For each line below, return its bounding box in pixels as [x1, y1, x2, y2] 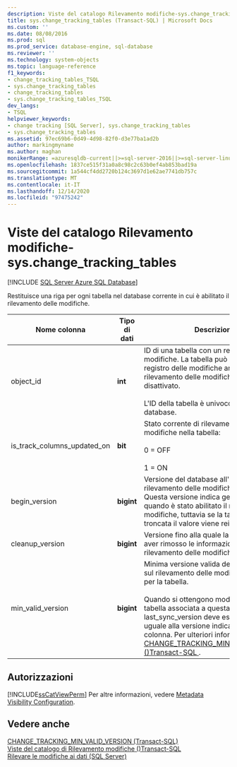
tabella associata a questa [143, 603, 231, 613]
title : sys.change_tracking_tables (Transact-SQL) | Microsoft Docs [7, 17, 213, 24]
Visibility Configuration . [7, 697, 75, 706]
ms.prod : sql [7, 37, 46, 44]
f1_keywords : [7, 69, 46, 76]
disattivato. [143, 381, 181, 391]
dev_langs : [7, 102, 39, 109]
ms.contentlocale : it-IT [7, 181, 80, 188]
